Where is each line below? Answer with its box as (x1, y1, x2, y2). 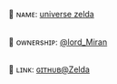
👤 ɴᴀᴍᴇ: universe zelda (8, 9, 94, 20)
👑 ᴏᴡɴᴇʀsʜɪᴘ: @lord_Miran (8, 37, 108, 47)
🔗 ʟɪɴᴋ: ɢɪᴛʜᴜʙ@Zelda (8, 64, 90, 75)
